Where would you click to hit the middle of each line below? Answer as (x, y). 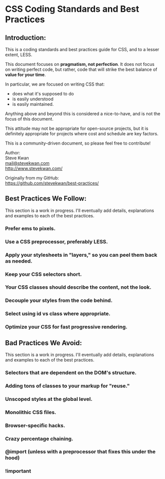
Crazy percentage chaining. (39, 439)
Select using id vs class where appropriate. (58, 314)
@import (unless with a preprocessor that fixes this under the (81, 452)
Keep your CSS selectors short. (44, 274)
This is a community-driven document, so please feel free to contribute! (78, 143)
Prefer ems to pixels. (30, 228)
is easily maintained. (33, 104)
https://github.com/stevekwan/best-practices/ (52, 183)
